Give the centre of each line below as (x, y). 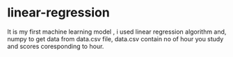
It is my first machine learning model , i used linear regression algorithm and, (117, 32)
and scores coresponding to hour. (56, 46)
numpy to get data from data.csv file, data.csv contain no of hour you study (115, 38)
